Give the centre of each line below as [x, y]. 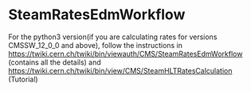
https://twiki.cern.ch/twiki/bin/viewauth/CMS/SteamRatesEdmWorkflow [125, 53]
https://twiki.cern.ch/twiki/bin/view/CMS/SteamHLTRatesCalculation [120, 70]
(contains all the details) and [55, 62]
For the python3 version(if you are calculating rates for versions [113, 37]
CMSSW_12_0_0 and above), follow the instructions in [96, 45]
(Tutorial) [23, 79]
